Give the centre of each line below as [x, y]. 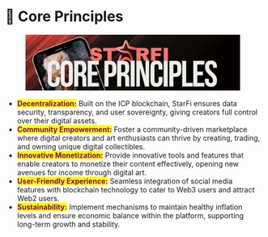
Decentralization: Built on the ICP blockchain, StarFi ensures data [127, 104]
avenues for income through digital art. [82, 173]
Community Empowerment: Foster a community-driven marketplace [132, 130]
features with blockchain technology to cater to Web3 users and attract [136, 190]
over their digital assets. [57, 121]
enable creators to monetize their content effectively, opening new [128, 164]
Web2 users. [38, 199]
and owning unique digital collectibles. [81, 147]
